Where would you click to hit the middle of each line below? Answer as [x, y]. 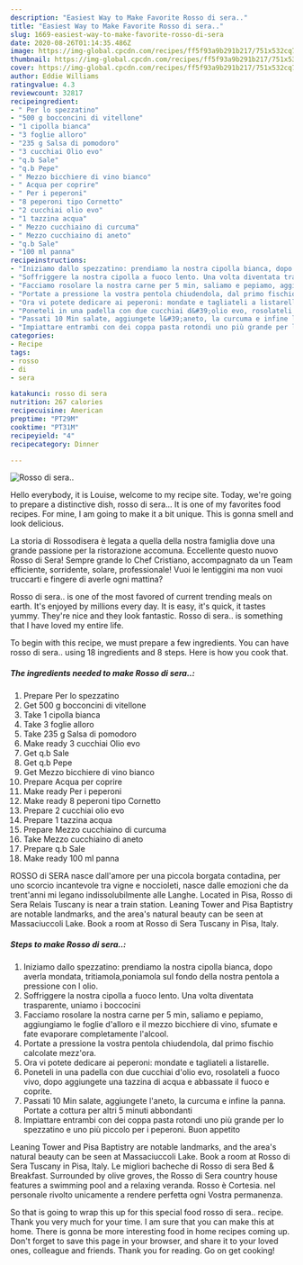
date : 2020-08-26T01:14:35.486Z [71, 43]
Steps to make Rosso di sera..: [68, 944]
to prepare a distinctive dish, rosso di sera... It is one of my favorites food [146, 504]
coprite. [38, 1091]
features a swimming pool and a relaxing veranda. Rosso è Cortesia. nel [143, 1186]
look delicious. [37, 524]
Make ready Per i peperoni [72, 791]
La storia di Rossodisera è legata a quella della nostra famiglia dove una [143, 541]
